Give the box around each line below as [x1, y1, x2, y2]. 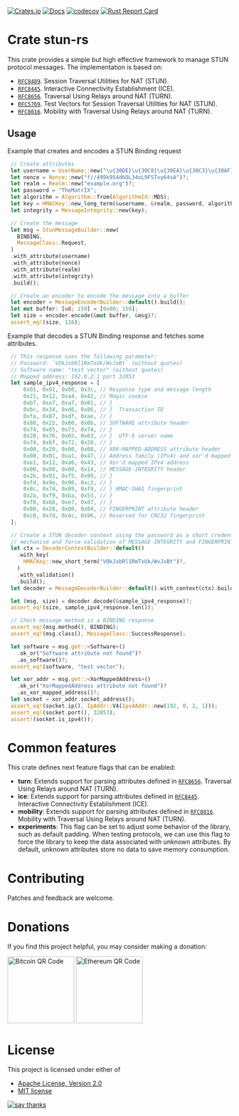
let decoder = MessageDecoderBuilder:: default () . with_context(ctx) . [10, 585, 218, 592]
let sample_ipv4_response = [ [10, 379, 100, 386]
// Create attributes [10, 160, 75, 168]
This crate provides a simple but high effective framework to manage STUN [7, 55, 229, 63]
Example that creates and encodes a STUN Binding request [7, 146, 181, 155]
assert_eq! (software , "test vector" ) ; [10, 663, 126, 670]
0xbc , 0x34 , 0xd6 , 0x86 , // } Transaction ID [23, 406, 164, 413]
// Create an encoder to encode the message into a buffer [10, 292, 190, 300]
